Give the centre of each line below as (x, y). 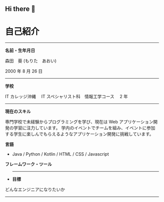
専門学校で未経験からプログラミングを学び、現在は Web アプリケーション (79, 122)
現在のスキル (18, 111)
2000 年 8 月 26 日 (24, 71)
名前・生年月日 (20, 50)
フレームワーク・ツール (29, 164)
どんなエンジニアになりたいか (35, 190)
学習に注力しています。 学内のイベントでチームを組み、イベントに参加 (84, 128)
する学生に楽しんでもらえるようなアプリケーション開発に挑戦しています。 (79, 134)
